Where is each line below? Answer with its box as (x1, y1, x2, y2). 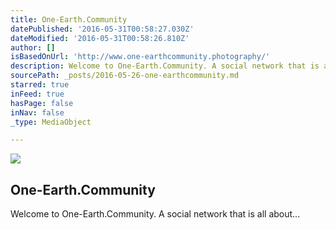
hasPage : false (10, 98, 74, 108)
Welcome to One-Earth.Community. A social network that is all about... (10, 208, 301, 220)
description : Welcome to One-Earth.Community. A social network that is (10, 61, 320, 71)
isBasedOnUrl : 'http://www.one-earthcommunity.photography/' (10, 52, 271, 62)
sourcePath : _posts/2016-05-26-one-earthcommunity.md (10, 71, 240, 81)
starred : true (10, 80, 70, 90)
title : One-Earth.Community (10, 14, 128, 25)
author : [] (10, 42, 56, 53)
